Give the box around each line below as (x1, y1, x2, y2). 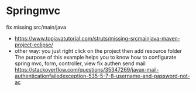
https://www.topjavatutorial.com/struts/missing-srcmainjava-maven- (14, 35, 180, 42)
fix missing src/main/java (6, 23, 66, 31)
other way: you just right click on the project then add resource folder (14, 47, 183, 54)
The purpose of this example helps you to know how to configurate (14, 53, 177, 60)
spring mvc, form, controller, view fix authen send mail (14, 60, 146, 67)
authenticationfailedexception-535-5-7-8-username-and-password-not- (14, 72, 190, 79)
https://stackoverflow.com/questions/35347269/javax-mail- (14, 66, 159, 73)
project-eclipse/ (14, 41, 54, 48)
